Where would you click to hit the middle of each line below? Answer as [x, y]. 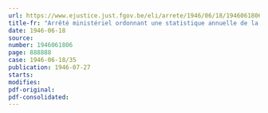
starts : [21, 75]
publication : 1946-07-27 [49, 68]
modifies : [25, 82]
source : [21, 38]
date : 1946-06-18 [37, 30]
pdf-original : [32, 90]
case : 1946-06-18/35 [43, 60]
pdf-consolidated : [39, 97]
